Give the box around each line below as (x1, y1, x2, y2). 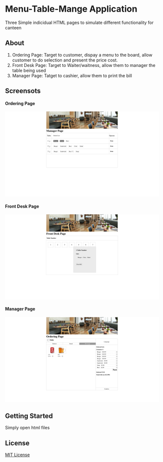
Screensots (5, 87, 41, 95)
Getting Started (5, 412, 53, 420)
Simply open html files (5, 425, 50, 431)
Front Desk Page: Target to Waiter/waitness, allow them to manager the (12, 62, 156, 68)
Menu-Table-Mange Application (5, 3, 138, 15)
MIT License (5, 452, 30, 458)
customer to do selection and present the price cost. (12, 57, 118, 63)
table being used (12, 67, 46, 73)
